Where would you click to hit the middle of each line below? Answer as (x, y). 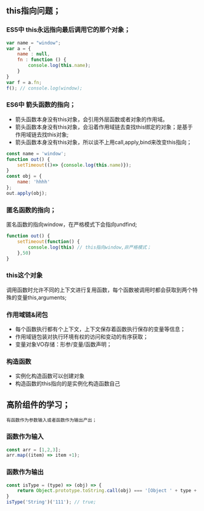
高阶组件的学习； (38, 405)
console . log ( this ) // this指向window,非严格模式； (90, 247)
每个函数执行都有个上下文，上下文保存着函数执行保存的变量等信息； (100, 329)
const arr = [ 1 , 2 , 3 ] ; (34, 449)
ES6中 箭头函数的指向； (41, 105)
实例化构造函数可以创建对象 (50, 376)
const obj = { (24, 176)
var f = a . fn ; (24, 82)
